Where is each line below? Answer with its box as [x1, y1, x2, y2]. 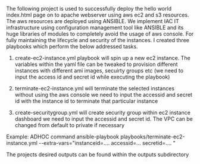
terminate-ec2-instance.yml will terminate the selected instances [14, 85, 174, 92]
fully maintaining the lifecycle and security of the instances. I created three [6, 37, 189, 43]
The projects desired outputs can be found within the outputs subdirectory [6, 151, 189, 158]
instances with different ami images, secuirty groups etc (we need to [14, 67, 183, 74]
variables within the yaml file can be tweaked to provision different [14, 61, 178, 68]
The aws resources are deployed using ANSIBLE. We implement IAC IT [6, 18, 180, 24]
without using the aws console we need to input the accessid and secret [14, 92, 192, 98]
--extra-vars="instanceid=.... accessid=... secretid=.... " [38, 140, 176, 146]
